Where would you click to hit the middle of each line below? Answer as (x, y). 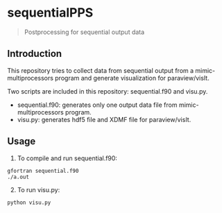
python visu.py (29, 203)
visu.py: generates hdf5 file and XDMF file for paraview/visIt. (104, 119)
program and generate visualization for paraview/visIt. (132, 78)
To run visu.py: (39, 189)
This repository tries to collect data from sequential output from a (101, 70)
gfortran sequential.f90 (43, 171)
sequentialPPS (50, 13)
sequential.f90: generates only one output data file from (97, 105)
